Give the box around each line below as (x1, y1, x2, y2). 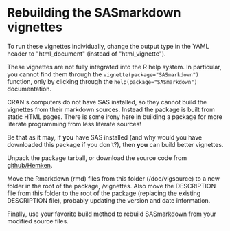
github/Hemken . (7, 161, 53, 169)
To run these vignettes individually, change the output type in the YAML (7, 42, 209, 50)
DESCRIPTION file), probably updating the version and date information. (7, 196, 211, 204)
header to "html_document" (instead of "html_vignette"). (7, 49, 166, 58)
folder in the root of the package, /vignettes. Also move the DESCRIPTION (7, 181, 216, 190)
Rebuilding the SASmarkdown (7, 5, 181, 21)
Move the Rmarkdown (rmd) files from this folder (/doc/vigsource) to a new (7, 174, 220, 183)
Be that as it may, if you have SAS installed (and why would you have (7, 133, 203, 142)
